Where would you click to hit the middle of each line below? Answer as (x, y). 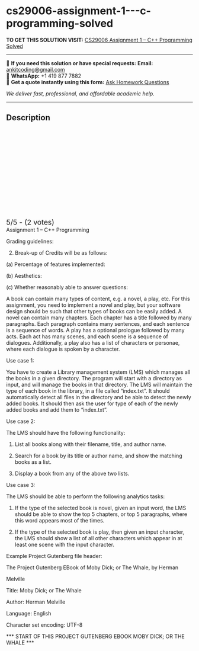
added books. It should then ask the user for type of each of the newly (92, 403)
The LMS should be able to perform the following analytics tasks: (86, 496)
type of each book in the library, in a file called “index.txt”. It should (88, 391)
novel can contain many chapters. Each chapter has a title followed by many (99, 318)
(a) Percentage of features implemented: (56, 264)
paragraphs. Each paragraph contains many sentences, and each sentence (98, 323)
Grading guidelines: (30, 241)
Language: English (29, 613)
